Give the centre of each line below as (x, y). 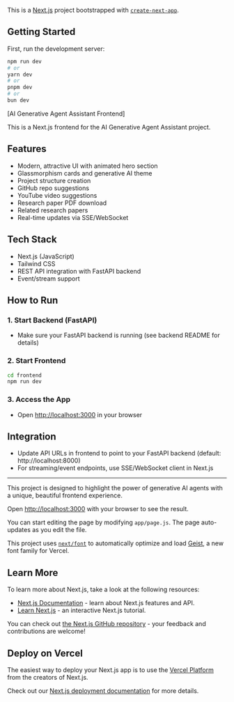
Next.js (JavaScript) (46, 256)
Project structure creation (54, 180)
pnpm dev (20, 87)
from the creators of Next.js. (48, 678)
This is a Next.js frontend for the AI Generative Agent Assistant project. (109, 127)
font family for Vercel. (38, 551)
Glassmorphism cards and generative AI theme (85, 173)
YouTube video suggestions (57, 195)
